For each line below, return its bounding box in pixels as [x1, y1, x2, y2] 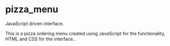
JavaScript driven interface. [5, 20, 64, 27]
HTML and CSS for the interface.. [5, 36, 76, 42]
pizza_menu [5, 4, 58, 15]
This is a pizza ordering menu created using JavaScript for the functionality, [5, 30, 165, 36]
